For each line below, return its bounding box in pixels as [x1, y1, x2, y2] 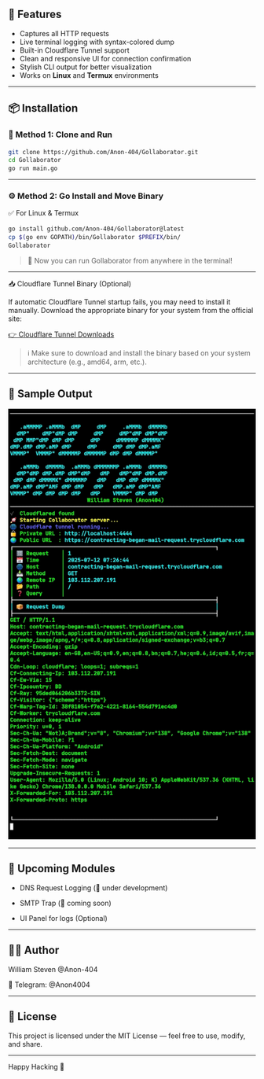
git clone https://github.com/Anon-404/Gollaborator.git [8, 148, 199, 156]
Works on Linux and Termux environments [19, 70, 159, 79]
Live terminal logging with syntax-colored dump [19, 37, 175, 46]
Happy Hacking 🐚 [8, 1062, 65, 1071]
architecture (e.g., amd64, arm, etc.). [27, 357, 147, 366]
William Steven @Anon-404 [8, 964, 98, 974]
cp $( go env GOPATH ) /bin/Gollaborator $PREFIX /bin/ [8, 234, 181, 241]
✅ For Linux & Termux [8, 208, 79, 218]
